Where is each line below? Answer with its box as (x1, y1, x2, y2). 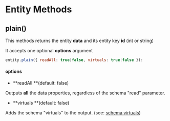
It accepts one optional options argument (5, 48, 93, 53)
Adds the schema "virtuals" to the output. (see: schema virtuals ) (5, 110, 141, 116)
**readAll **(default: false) (12, 80, 69, 86)
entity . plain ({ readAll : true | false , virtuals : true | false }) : (5, 57, 143, 63)
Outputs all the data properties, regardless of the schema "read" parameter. (5, 90, 165, 96)
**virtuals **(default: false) (12, 100, 70, 106)
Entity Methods (5, 4, 72, 15)
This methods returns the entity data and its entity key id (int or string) (5, 37, 154, 44)
